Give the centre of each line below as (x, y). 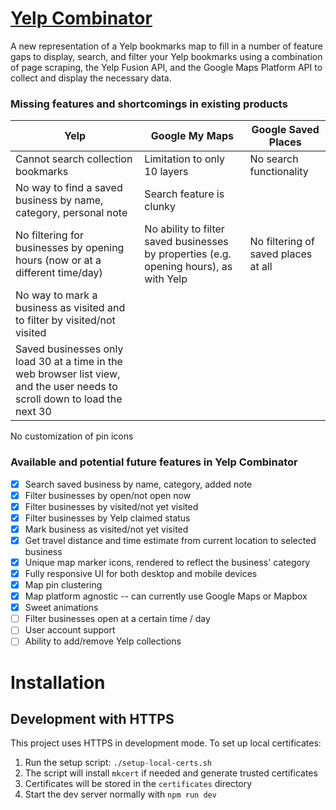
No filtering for (49, 235)
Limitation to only (184, 159)
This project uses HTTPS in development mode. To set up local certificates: (166, 743)
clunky (160, 207)
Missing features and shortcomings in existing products (149, 104)
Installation (58, 682)
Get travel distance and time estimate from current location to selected (170, 540)
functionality (279, 172)
